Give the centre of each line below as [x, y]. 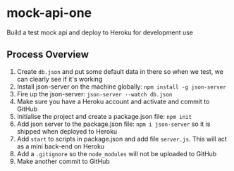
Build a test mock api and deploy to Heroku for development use [100, 32]
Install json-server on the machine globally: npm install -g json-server [121, 87]
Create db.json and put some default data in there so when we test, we [120, 71]
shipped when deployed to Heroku [67, 131]
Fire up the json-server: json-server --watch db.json [94, 94]
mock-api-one [49, 13]
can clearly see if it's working [60, 79]
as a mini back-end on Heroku [61, 146]
